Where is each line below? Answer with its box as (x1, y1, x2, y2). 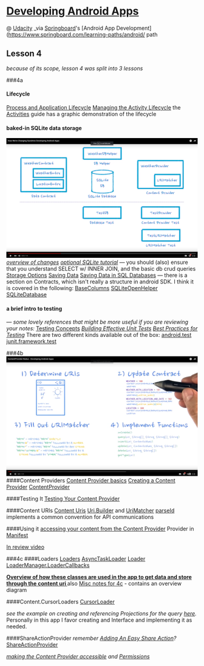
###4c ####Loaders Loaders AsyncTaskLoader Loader (6, 555, 146, 563)
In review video (6, 543, 44, 551)
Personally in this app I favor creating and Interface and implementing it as (6, 616, 192, 624)
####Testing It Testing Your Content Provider (6, 495, 120, 502)
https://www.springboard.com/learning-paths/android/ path (8, 30, 158, 38)
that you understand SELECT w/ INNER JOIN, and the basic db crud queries (6, 265, 196, 272)
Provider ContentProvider (6, 484, 70, 491)
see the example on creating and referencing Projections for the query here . (6, 610, 197, 617)
